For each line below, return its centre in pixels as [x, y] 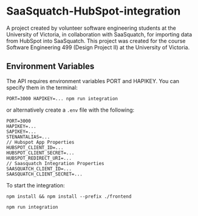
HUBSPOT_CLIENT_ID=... [35, 147]
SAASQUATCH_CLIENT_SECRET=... [45, 174]
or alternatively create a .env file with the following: [70, 110]
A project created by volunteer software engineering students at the [91, 28]
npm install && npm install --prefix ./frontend [69, 196]
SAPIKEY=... [21, 132]
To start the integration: [36, 185]
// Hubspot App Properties [40, 142]
